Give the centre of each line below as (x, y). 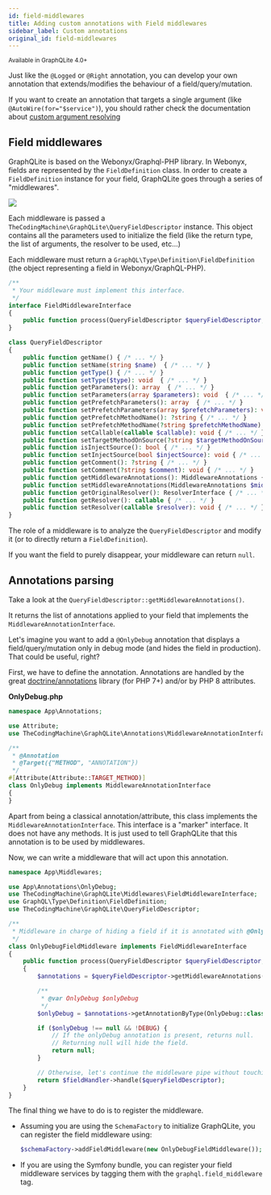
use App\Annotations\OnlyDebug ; (63, 887)
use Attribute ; (34, 726)
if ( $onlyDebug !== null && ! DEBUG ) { (102, 1028)
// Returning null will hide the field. (120, 1043)
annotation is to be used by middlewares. (77, 841)
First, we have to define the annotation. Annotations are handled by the (126, 672)
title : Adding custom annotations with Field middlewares (108, 23)
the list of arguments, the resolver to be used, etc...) (95, 244)
